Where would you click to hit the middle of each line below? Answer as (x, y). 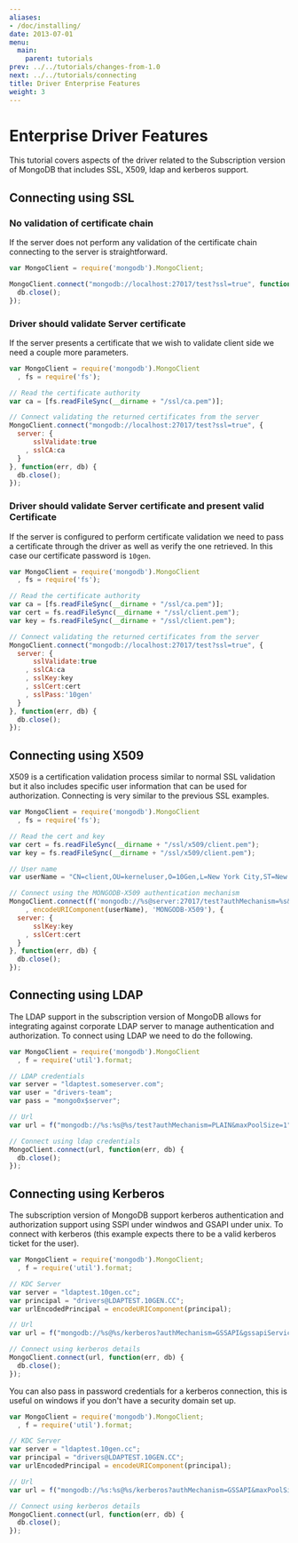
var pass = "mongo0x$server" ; (65, 1101)
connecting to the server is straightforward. (89, 252)
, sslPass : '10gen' (59, 694)
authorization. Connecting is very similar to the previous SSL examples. (139, 795)
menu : (19, 42)
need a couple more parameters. (69, 352)
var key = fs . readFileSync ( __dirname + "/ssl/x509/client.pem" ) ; (132, 853)
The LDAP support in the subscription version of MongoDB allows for (135, 1016)
